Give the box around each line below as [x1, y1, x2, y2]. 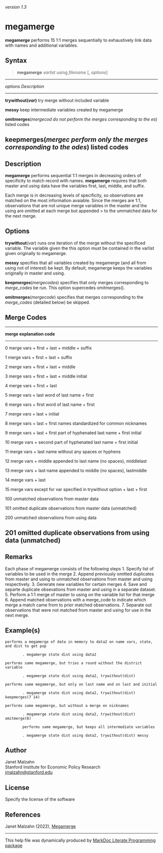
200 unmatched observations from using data [5, 514, 97, 520]
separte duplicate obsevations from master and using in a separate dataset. [5, 586, 156, 592]
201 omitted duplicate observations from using [5, 528, 149, 537]
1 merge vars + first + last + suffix [5, 354, 73, 360]
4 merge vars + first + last [5, 382, 57, 388]
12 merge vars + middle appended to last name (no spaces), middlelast [5, 458, 147, 464]
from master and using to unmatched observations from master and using [5, 576, 153, 582]
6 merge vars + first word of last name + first [5, 401, 95, 407]
